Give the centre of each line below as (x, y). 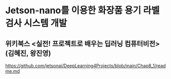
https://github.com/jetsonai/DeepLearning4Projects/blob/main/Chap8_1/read (86, 66)
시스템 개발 (45, 23)
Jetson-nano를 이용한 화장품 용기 (73, 10)
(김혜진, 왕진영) (28, 53)
